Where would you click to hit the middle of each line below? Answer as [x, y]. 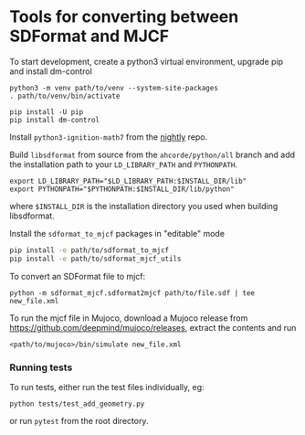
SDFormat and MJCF [89, 36]
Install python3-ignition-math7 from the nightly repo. [109, 137]
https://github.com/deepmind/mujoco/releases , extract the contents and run [153, 327]
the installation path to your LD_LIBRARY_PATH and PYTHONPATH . [123, 164]
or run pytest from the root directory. [79, 420]
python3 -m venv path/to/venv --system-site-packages [114, 88]
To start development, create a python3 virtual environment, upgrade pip [147, 61]
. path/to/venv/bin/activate [65, 96]
